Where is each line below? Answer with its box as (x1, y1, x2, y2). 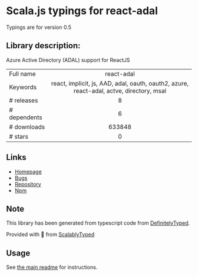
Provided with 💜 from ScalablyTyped (6, 231, 95, 238)
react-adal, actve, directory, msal (73, 87, 167, 95)
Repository (14, 180, 41, 188)
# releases (9, 96, 38, 104)
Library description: (6, 41, 81, 51)
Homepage (14, 168, 42, 175)
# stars (9, 132, 28, 140)
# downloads (9, 123, 45, 131)
